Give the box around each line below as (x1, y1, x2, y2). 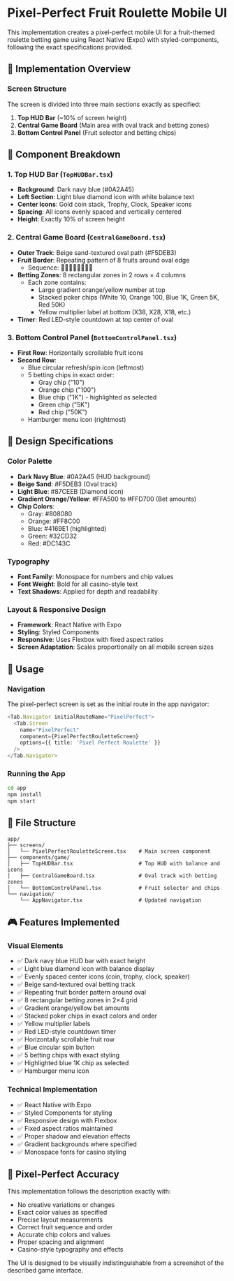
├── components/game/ (7, 854, 71, 861)
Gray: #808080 (27, 509, 73, 518)
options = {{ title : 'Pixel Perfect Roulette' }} (20, 739, 161, 747)
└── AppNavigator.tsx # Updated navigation (20, 896, 201, 904)
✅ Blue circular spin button (17, 1043, 95, 1052)
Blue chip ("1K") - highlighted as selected (38, 393, 157, 401)
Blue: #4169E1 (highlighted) (27, 524, 107, 532)
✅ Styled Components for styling (17, 1108, 112, 1117)
